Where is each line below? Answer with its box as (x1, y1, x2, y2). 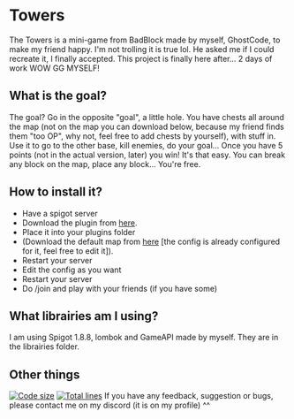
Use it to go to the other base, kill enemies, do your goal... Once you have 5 (9, 140, 283, 150)
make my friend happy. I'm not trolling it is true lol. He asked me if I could (9, 43, 275, 54)
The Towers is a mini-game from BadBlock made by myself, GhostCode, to (9, 34, 281, 45)
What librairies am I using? (9, 309, 159, 324)
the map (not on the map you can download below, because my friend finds (9, 121, 284, 132)
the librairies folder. (9, 341, 79, 352)
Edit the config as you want (21, 264, 122, 275)
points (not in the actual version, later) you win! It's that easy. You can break (9, 149, 285, 160)
